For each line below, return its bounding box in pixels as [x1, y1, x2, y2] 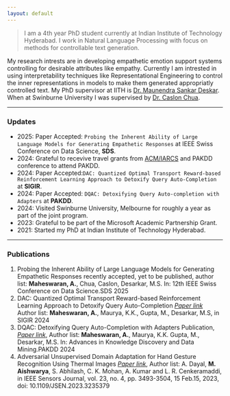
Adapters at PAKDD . [16, 196, 74, 205]
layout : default [7, 10, 53, 17]
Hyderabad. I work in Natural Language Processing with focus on [23, 36, 208, 45]
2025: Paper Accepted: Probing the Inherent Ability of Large [16, 132, 199, 141]
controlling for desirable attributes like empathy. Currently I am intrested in [7, 64, 217, 72]
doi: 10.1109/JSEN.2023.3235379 [16, 382, 110, 390]
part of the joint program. [16, 211, 88, 220]
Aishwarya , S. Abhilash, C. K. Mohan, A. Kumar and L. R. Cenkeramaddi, [16, 367, 222, 375]
